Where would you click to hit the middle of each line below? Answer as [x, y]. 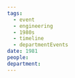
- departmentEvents [41, 45]
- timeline [29, 39]
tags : [15, 13]
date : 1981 [22, 52]
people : [18, 58]
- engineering [33, 26]
